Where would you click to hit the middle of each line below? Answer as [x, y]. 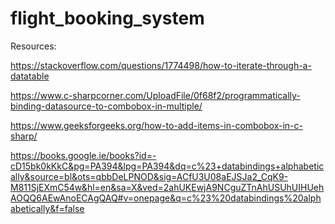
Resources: [33, 46]
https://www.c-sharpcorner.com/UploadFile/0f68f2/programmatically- [155, 95]
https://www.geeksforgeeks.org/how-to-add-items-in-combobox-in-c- [156, 125]
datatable [30, 76]
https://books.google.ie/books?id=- [83, 155]
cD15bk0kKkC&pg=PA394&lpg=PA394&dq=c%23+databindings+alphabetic [167, 166]
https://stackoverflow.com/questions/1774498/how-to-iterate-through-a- [161, 65]
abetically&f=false [47, 208]
